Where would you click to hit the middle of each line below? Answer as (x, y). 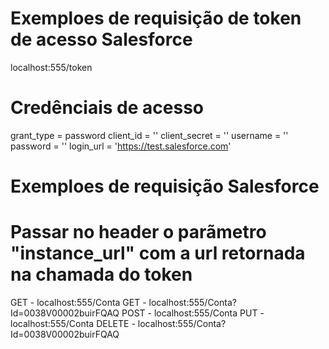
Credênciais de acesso (107, 108)
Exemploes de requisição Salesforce (165, 186)
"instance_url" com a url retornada (158, 253)
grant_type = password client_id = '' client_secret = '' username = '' (149, 135)
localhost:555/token (51, 67)
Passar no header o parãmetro (138, 232)
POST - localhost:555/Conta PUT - (193, 313)
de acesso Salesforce (101, 39)
